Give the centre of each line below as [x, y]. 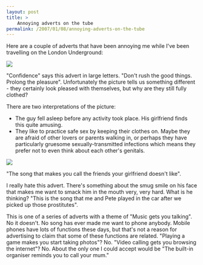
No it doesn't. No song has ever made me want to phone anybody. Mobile [98, 223]
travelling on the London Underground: [55, 53]
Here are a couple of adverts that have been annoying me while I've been [98, 46]
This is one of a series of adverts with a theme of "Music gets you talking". [99, 216]
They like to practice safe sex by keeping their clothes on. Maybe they [103, 132]
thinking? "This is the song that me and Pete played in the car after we [94, 198]
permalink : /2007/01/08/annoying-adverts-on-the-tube [76, 29]
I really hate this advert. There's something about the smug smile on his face [102, 186]
